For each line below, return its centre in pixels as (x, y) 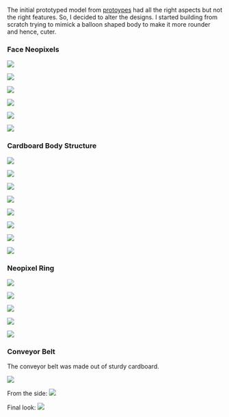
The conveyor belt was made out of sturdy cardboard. (83, 366)
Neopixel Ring (31, 268)
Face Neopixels (33, 49)
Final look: (22, 407)
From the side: (27, 394)
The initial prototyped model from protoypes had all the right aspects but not (115, 10)
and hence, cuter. (32, 31)
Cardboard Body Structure (52, 146)
